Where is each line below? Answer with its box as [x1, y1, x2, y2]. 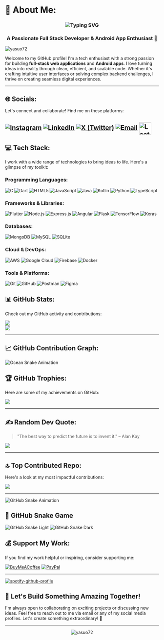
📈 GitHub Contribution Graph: [5, 344, 99, 353]
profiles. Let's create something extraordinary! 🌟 [5, 616, 102, 621]
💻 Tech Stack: [5, 144, 50, 152]
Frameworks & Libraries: [5, 200, 64, 206]
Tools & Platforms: [5, 269, 50, 276]
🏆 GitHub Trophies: [5, 374, 67, 382]
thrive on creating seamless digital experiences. [5, 76, 102, 82]
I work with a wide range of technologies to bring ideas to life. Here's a [5, 159, 147, 165]
